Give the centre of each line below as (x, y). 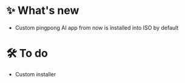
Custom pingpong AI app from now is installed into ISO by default (97, 27)
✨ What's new (43, 11)
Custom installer (35, 74)
